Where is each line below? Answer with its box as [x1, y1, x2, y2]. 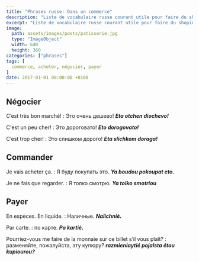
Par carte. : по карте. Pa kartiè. [6, 224, 84, 231]
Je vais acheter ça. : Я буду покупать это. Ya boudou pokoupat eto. [6, 168, 175, 175]
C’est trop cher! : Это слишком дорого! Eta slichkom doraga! [6, 135, 158, 142]
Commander [6, 152, 53, 163]
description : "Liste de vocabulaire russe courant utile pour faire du [6, 14, 187, 20]
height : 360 [11, 47, 41, 53]
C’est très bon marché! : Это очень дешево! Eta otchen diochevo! [6, 112, 169, 119]
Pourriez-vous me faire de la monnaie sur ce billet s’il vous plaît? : [6, 235, 167, 243]
